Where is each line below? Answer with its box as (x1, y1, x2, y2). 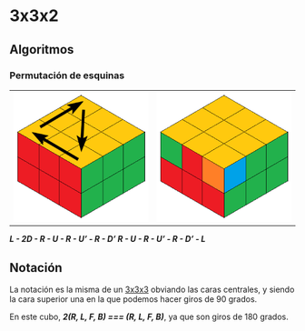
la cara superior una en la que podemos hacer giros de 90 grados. (9, 293, 258, 305)
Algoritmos (9, 42, 74, 57)
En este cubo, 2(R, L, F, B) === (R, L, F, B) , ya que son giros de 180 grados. (9, 311, 289, 322)
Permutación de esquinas (9, 69, 125, 82)
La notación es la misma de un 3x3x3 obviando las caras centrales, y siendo (9, 284, 295, 295)
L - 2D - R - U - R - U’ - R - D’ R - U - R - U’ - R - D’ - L (9, 234, 206, 245)
